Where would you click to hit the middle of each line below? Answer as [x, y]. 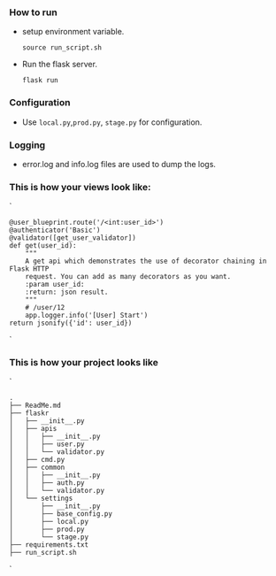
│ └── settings [41, 499]
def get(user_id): [43, 246]
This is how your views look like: [80, 187]
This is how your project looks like [84, 363]
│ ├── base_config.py [61, 514]
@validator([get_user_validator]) [73, 238]
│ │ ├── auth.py [47, 483]
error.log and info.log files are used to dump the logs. [119, 164]
